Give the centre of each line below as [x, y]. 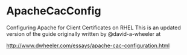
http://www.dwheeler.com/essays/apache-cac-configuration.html [88, 45]
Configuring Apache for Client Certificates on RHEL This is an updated [93, 27]
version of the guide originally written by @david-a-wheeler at [84, 33]
